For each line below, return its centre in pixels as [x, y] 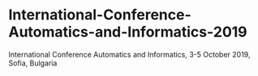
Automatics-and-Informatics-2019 [128, 32]
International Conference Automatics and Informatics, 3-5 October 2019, [129, 54]
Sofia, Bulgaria [33, 63]
